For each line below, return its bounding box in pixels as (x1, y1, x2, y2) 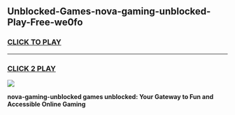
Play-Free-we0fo (7, 17, 83, 29)
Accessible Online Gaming (7, 100, 86, 108)
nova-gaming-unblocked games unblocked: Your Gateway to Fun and (7, 92, 214, 100)
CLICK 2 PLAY (7, 63, 56, 73)
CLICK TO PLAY (7, 38, 62, 47)
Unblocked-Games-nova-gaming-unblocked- (7, 6, 211, 17)
